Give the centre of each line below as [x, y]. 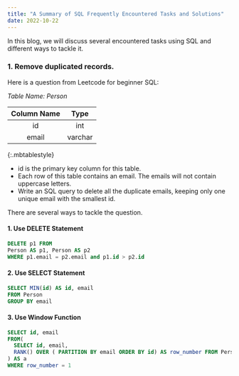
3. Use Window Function [44, 318]
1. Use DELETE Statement [46, 229]
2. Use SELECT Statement [46, 273]
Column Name [36, 113]
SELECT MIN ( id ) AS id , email [51, 288]
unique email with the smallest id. [67, 198]
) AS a [17, 359]
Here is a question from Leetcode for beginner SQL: [83, 82]
